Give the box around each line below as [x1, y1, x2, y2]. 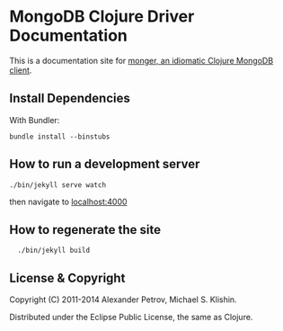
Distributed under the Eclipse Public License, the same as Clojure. [9, 312, 253, 323]
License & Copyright [9, 270, 126, 285]
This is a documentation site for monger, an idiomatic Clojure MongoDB [9, 55, 274, 66]
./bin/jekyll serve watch [9, 180, 106, 190]
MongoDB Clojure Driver [9, 6, 195, 27]
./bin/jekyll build [17, 246, 91, 255]
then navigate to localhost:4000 [9, 196, 128, 207]
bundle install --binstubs [9, 132, 111, 141]
